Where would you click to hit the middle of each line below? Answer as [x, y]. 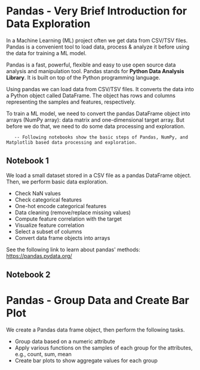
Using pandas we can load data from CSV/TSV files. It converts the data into [100, 89]
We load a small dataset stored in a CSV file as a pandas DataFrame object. [99, 175]
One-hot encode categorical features [61, 206]
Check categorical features [48, 200]
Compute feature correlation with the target [68, 219]
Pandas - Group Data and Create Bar [98, 300]
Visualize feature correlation [50, 225]
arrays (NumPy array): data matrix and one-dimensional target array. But [96, 120]
